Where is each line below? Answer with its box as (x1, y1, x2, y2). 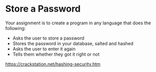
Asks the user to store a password (12, 35, 85, 41)
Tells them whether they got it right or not (12, 51, 100, 57)
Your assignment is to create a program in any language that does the (5, 20, 151, 26)
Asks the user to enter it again (12, 46, 76, 52)
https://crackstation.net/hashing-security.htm (5, 61, 101, 67)
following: (5, 25, 26, 31)
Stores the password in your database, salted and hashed (12, 40, 134, 46)
